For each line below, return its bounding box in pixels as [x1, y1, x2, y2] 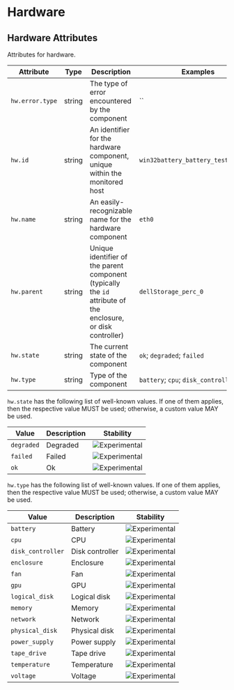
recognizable [89, 206, 133, 215]
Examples [181, 67, 215, 77]
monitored [89, 177, 123, 187]
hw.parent [10, 288, 43, 296]
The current [89, 342, 129, 351]
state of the [89, 351, 127, 360]
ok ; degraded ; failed [139, 351, 204, 360]
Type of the [89, 371, 127, 380]
